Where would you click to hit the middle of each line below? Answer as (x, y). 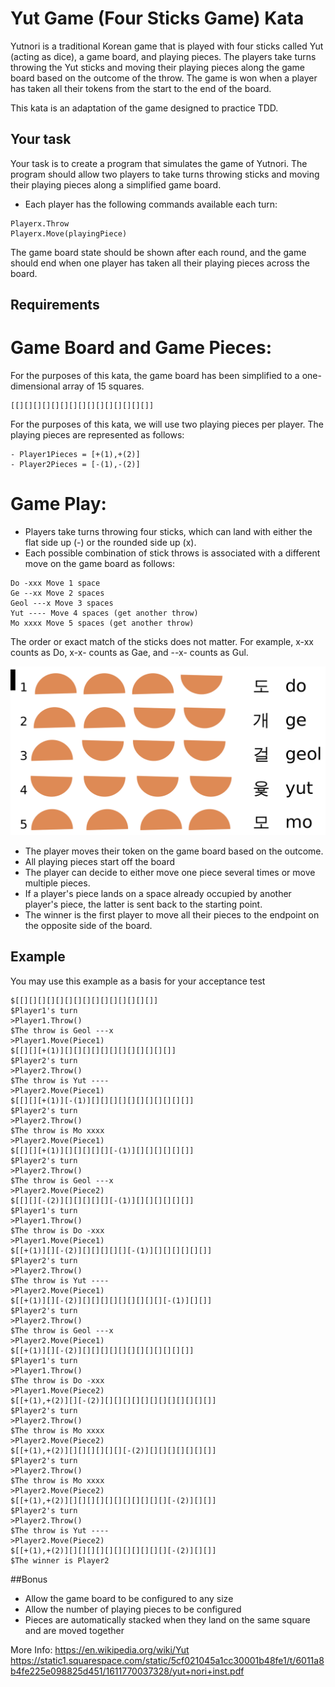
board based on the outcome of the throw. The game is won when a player (164, 78)
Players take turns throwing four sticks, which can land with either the (168, 532)
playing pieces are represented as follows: (97, 435)
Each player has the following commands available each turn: (151, 204)
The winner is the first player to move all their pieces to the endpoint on (172, 914)
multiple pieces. (57, 883)
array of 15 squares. (103, 386)
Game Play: (58, 504)
